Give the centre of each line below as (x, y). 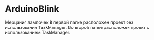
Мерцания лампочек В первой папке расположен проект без (69, 22)
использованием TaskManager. (38, 32)
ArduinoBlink (32, 9)
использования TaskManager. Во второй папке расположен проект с (77, 27)
